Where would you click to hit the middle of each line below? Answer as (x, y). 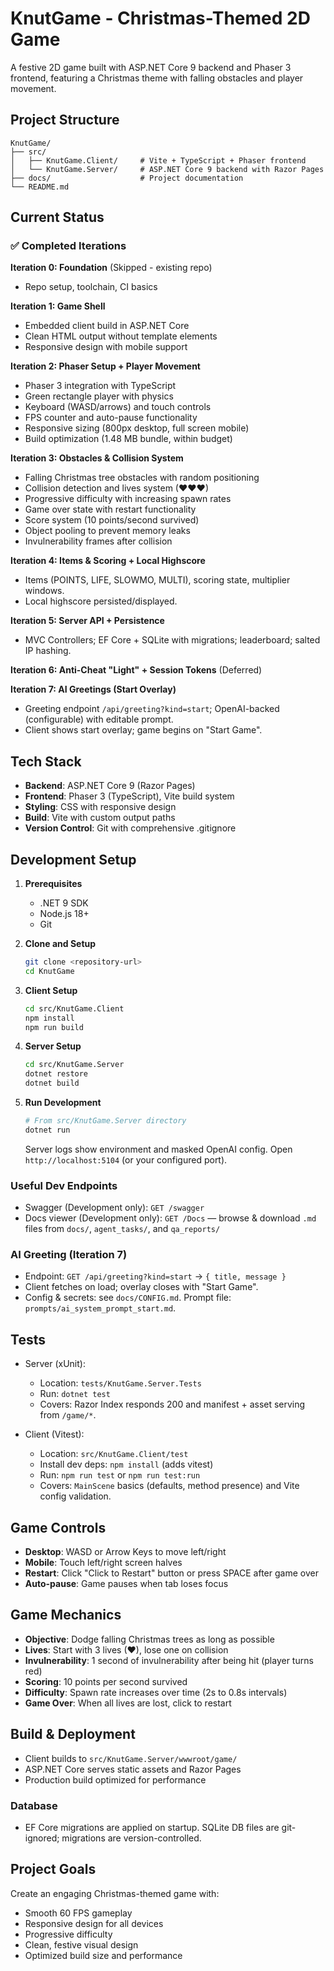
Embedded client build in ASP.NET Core (107, 326)
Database (34, 1805)
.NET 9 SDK (64, 903)
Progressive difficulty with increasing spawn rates (128, 499)
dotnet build (52, 1083)
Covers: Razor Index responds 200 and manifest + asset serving (172, 1404)
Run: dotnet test (75, 1394)
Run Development (63, 1103)
